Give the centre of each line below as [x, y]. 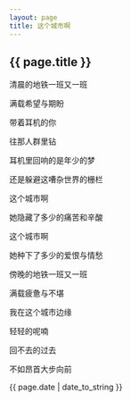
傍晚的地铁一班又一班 [48, 274]
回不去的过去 [33, 350]
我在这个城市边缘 [41, 313]
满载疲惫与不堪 [37, 293]
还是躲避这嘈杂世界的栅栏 [56, 180]
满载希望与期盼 [37, 104]
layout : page [33, 17]
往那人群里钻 [33, 142]
